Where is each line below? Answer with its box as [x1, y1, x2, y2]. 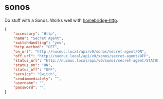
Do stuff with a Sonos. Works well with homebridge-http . [4, 17, 119, 23]
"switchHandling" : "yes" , [13, 40, 66, 45]
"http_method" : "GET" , [13, 45, 59, 50]
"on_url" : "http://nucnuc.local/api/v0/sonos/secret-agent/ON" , [13, 49, 146, 54]
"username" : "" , [13, 81, 47, 85]
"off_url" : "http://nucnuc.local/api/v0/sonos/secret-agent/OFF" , [13, 54, 151, 59]
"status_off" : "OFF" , [13, 67, 57, 72]
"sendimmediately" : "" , [13, 76, 62, 81]
